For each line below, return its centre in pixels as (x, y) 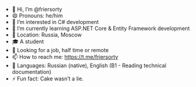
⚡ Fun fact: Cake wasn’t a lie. (48, 79)
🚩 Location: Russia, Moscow (47, 35)
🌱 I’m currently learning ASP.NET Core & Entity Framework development (101, 28)
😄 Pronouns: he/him (37, 16)
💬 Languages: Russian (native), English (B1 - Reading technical (89, 65)
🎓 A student (28, 41)
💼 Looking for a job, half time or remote (60, 50)
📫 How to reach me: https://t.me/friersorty (65, 57)
